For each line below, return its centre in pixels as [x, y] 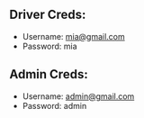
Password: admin [54, 105]
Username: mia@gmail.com [74, 36]
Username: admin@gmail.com [78, 96]
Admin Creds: [49, 74]
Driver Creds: [48, 15]
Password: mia [50, 46]
